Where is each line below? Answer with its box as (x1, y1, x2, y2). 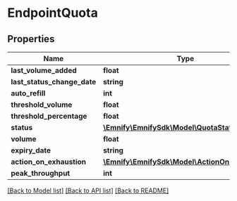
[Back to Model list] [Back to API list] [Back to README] (7, 186, 169, 195)
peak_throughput (11, 169, 71, 178)
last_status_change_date (11, 77, 97, 86)
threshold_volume (11, 100, 73, 110)
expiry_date (11, 145, 51, 155)
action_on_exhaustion (11, 157, 87, 167)
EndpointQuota (7, 5, 99, 21)
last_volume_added (11, 65, 78, 75)
